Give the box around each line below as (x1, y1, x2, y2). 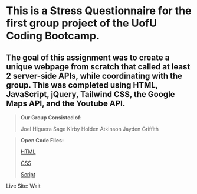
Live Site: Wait (6, 182, 41, 189)
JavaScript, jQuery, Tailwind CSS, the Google (6, 89, 175, 99)
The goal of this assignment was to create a (6, 52, 170, 62)
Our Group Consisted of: (20, 114, 83, 121)
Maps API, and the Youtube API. (6, 98, 126, 108)
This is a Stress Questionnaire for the (6, 4, 192, 18)
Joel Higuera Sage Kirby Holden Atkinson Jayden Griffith (20, 125, 159, 132)
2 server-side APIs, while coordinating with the (6, 71, 183, 81)
